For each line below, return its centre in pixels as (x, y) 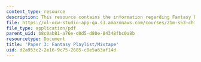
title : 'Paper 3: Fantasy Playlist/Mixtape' (63, 45)
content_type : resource (36, 12)
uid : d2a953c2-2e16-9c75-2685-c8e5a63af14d (61, 50)
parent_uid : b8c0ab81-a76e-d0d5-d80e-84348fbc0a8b (71, 34)
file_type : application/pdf (41, 28)
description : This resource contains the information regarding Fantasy (99, 17)
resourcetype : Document (36, 39)
